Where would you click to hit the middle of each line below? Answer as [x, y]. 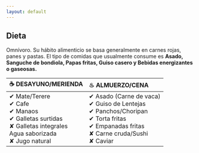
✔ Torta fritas [108, 118]
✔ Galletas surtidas [36, 118]
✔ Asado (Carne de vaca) [125, 96]
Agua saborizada [33, 133]
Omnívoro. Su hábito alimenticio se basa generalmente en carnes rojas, [94, 50]
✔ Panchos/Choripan [118, 111]
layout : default [26, 12]
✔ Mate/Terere [30, 96]
